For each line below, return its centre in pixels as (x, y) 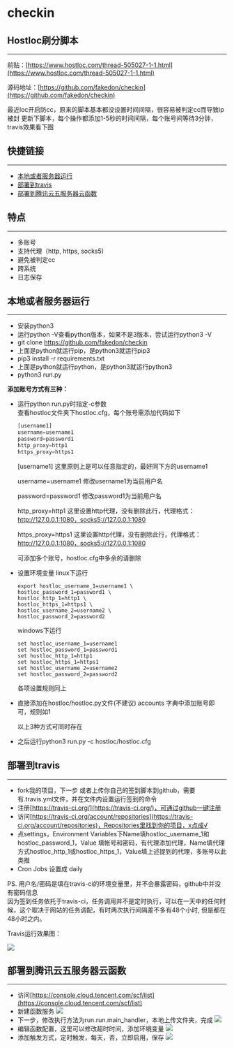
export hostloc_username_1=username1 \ (75, 586)
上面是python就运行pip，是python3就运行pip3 (84, 351)
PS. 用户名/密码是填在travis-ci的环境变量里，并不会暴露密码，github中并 (111, 883)
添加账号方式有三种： (38, 389)
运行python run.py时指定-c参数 (62, 404)
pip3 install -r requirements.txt (61, 358)
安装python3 (36, 326)
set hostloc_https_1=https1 (58, 662)
